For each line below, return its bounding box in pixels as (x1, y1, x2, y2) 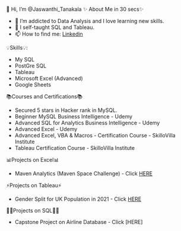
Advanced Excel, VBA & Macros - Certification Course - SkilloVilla (14, 132, 176, 139)
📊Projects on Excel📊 (6, 156, 59, 163)
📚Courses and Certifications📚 (6, 93, 83, 100)
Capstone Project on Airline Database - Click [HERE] (14, 219, 143, 225)
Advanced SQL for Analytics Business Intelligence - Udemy (14, 119, 160, 126)
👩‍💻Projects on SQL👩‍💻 (6, 207, 59, 214)
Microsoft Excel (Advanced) (14, 75, 83, 82)
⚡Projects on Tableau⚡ (6, 182, 62, 189)
